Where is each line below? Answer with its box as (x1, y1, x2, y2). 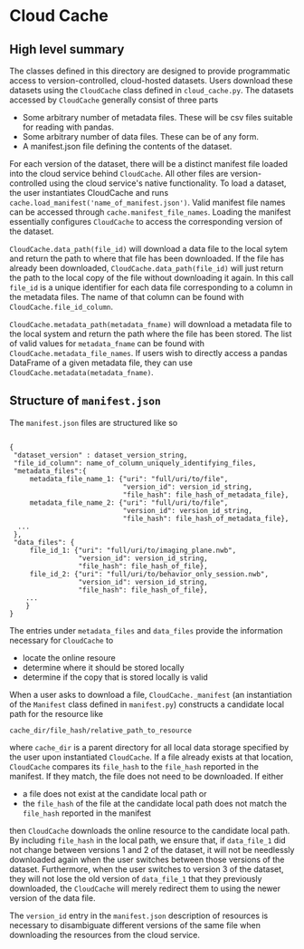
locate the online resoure (22, 652, 116, 663)
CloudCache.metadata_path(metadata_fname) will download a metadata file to (9, 319, 292, 329)
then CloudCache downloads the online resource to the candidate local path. (9, 825, 290, 836)
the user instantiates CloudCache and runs (9, 188, 169, 198)
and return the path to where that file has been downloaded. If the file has (9, 253, 285, 264)
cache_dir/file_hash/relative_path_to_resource (9, 726, 193, 735)
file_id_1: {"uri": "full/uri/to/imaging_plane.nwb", (29, 546, 237, 555)
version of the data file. (9, 892, 96, 903)
